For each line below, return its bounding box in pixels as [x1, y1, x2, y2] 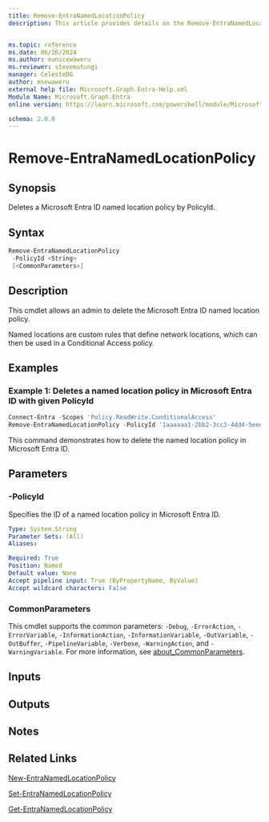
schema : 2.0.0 [8, 115, 56, 123]
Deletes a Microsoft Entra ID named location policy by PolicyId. [8, 202, 216, 213]
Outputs [8, 697, 50, 711]
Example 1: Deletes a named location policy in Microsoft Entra [8, 385, 252, 396]
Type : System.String [8, 524, 78, 533]
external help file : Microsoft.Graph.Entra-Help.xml [8, 85, 188, 93]
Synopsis [8, 181, 56, 195]
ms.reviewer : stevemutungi [8, 63, 98, 71]
